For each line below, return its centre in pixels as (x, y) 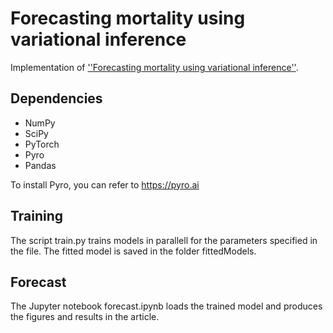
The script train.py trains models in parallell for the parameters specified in (164, 240)
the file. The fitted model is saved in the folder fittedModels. (133, 251)
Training (37, 216)
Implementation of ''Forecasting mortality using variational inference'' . (154, 67)
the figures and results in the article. (85, 317)
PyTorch (42, 144)
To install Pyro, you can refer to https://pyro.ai (105, 184)
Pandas (40, 165)
